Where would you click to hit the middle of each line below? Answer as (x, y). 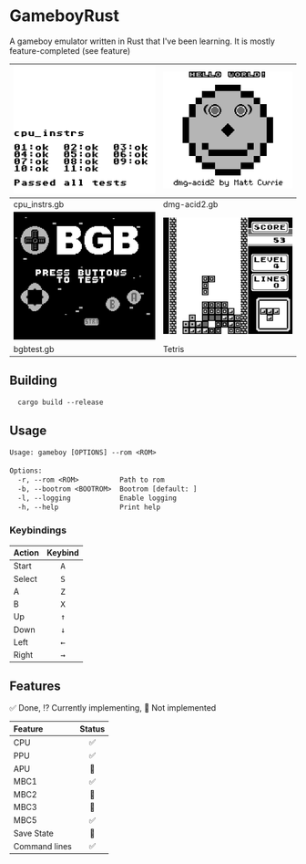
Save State (34, 833)
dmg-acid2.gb (190, 204)
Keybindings (38, 530)
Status (92, 729)
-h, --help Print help (89, 507)
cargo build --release (61, 402)
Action (26, 553)
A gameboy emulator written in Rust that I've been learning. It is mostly (143, 41)
